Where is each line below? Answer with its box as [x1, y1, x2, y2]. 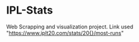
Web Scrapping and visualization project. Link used [6, 23, 134, 30]
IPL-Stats [6, 4, 53, 17]
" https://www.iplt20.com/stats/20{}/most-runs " [6, 29, 124, 36]
